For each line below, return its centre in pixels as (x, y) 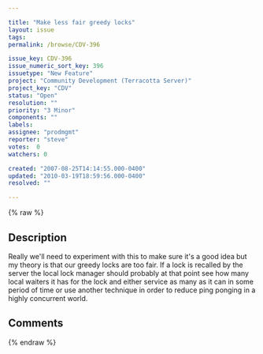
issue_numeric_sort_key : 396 (56, 66)
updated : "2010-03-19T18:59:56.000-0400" (77, 176)
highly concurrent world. (48, 298)
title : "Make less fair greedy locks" (72, 22)
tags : (17, 37)
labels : (21, 125)
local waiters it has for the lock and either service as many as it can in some (131, 281)
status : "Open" (33, 96)
